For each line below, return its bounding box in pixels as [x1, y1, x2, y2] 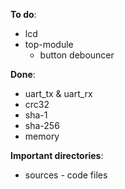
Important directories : [10, 150, 104, 161]
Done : [10, 69, 36, 80]
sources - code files [24, 169, 108, 181]
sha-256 [24, 120, 60, 131]
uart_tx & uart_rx [24, 88, 93, 99]
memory [24, 130, 60, 142]
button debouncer [39, 49, 115, 61]
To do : [10, 9, 37, 20]
